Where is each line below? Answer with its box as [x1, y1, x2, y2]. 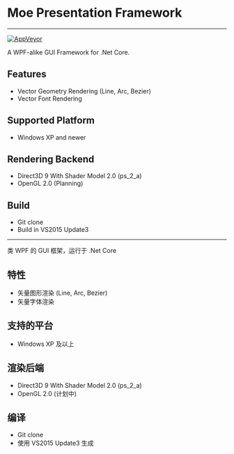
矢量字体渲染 [17, 298, 54, 305]
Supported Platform [7, 115, 95, 126]
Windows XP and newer [17, 133, 86, 141]
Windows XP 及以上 [17, 339, 75, 348]
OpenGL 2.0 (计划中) [17, 389, 77, 397]
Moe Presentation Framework [7, 5, 182, 21]
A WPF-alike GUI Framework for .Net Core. [7, 47, 130, 57]
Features [7, 68, 47, 80]
